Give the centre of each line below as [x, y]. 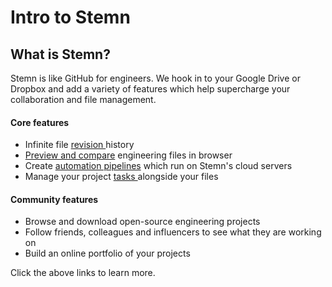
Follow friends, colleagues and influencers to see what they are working [173, 232]
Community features [54, 199]
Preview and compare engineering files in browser [128, 155]
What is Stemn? [60, 54]
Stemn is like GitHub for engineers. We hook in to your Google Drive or [155, 78]
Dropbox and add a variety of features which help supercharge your [150, 89]
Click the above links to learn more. [83, 273]
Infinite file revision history [79, 145]
